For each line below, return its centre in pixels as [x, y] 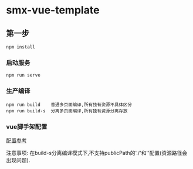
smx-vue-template [53, 10]
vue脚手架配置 [27, 126]
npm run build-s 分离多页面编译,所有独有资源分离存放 [67, 111]
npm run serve [23, 75]
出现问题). [18, 160]
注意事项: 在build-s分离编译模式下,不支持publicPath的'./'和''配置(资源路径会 [97, 153]
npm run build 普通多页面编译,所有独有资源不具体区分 [69, 105]
